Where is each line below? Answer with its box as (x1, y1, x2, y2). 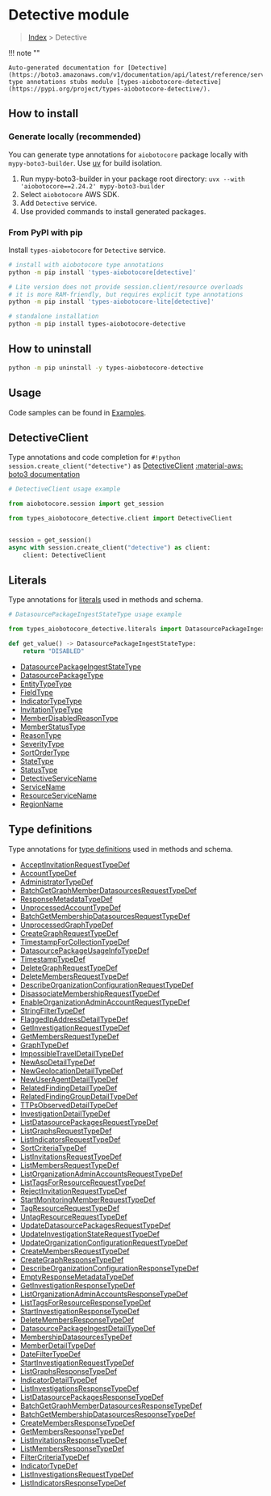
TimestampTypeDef (19, 954, 86, 963)
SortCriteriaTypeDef (19, 1143, 87, 1153)
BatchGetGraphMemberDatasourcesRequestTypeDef (19, 885, 198, 895)
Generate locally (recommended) (8, 131, 141, 142)
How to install (8, 107, 79, 120)
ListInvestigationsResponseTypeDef (19, 1384, 140, 1393)
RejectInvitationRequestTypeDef (19, 1186, 127, 1195)
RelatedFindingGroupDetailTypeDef (19, 1091, 139, 1101)
